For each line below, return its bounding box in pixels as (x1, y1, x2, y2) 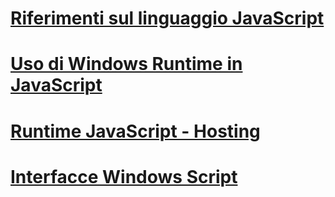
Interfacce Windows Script (10, 165, 238, 188)
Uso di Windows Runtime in (10, 53, 243, 76)
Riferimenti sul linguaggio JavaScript (10, 7, 325, 30)
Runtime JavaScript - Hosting (10, 120, 261, 142)
